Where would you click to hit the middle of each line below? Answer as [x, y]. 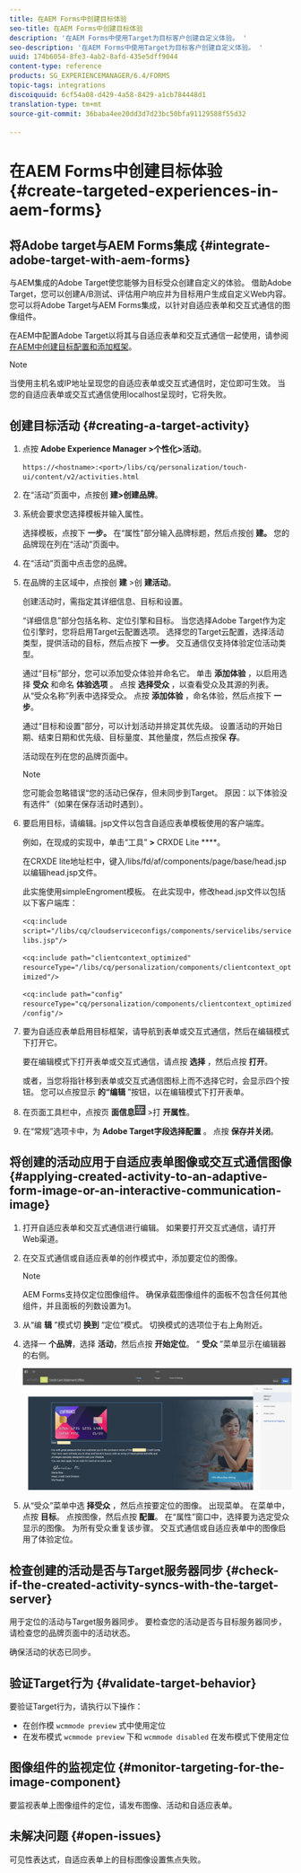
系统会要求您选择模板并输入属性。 [85, 514]
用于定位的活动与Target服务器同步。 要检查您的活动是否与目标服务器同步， [148, 1622]
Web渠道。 [43, 1238]
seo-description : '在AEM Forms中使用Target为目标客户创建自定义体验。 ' [136, 48]
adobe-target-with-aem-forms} [100, 260]
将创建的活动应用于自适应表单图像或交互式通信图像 [150, 1162]
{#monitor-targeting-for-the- [201, 1767]
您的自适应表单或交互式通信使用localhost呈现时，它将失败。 [120, 394]
